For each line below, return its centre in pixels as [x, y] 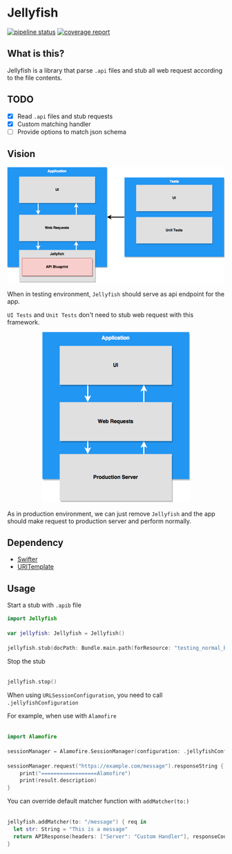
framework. [23, 322]
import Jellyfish [32, 619]
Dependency [35, 542]
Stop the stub [27, 661]
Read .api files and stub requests [65, 116]
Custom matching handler [54, 124]
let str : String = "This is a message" [71, 829]
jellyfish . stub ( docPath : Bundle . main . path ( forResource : [89, 648]
